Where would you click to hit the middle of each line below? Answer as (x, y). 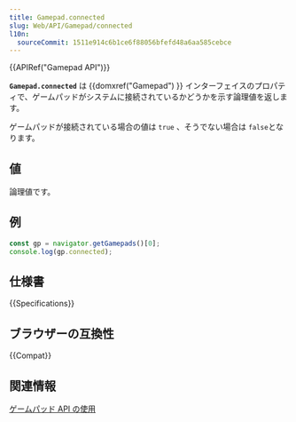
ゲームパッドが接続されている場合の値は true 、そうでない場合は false (139, 127)
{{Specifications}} (42, 304)
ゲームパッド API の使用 (52, 409)
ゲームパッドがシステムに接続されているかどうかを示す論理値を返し (156, 97)
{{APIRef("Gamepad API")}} (60, 68)
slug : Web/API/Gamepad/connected (71, 26)
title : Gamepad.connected (57, 17)
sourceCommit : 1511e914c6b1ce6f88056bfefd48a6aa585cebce (125, 42)
